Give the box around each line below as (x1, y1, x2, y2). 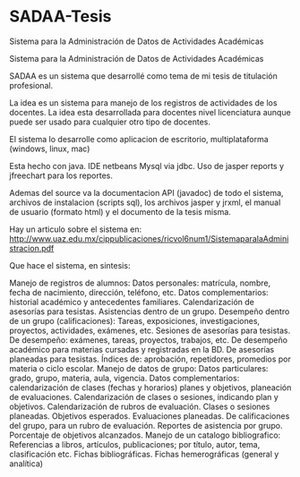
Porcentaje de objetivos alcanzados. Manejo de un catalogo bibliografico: (9, 430, 281, 440)
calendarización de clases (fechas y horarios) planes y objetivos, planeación (9, 382, 292, 393)
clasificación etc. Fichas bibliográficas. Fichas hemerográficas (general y (9, 448, 279, 459)
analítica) (9, 458, 43, 469)
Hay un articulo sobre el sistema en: (9, 224, 141, 234)
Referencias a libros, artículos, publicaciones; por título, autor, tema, (9, 439, 261, 449)
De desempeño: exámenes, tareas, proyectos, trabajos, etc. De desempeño (9, 334, 288, 345)
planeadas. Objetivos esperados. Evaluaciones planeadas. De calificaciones (9, 410, 290, 422)
